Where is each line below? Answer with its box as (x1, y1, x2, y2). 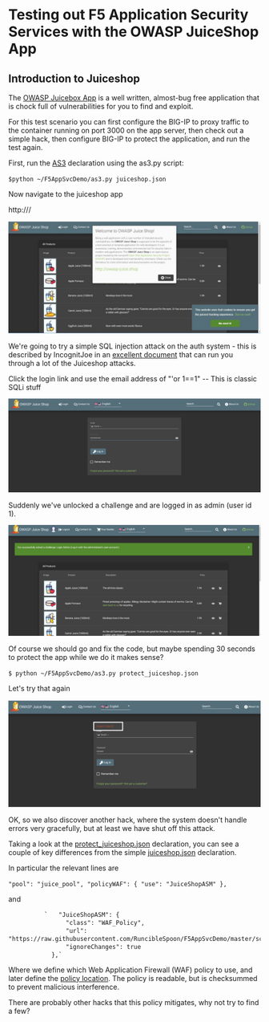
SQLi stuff (8, 383, 42, 393)
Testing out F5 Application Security (8, 6, 249, 24)
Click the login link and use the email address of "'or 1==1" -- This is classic (8, 374, 258, 384)
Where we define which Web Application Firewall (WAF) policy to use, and (8, 965, 253, 975)
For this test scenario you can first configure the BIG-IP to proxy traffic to (8, 117, 250, 126)
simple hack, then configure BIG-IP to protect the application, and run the (8, 134, 251, 144)
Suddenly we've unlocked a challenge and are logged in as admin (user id (8, 500, 252, 511)
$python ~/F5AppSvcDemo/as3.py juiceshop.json (8, 175, 167, 183)
